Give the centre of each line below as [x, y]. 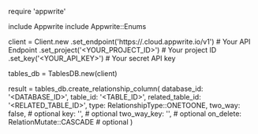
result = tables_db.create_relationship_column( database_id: [106, 89]
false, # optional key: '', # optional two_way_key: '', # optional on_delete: [125, 114]
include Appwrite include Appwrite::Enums [77, 26]
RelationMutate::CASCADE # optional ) [71, 122]
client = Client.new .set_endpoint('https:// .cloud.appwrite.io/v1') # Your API [129, 42]
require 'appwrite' [37, 11]
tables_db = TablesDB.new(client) [63, 73]
